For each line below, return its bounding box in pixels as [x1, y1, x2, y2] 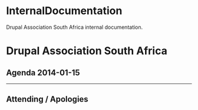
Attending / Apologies [6, 94, 88, 104]
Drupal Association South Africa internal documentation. [6, 24, 143, 31]
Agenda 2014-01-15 [6, 68, 81, 78]
